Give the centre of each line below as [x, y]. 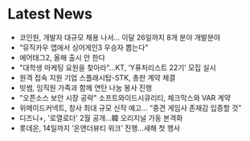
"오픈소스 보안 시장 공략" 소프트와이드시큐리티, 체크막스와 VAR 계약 [125, 97]
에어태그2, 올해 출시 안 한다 [62, 57]
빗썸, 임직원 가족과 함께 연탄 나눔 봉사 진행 [86, 87]
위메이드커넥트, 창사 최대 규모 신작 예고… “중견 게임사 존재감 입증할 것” [130, 108]
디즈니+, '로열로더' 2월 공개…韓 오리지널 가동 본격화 [101, 118]
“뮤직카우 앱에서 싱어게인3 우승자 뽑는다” [84, 47]
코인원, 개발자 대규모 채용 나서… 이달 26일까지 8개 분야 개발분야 [120, 37]
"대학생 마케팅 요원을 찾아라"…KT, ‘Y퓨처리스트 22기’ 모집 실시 [117, 67]
